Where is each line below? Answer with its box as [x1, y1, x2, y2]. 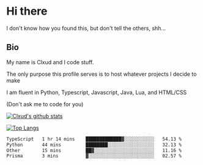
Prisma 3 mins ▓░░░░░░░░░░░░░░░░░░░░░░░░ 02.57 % [6, 153, 182, 159]
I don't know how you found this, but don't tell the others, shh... [6, 24, 166, 32]
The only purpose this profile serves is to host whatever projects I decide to [6, 70, 197, 78]
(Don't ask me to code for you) [6, 100, 84, 108]
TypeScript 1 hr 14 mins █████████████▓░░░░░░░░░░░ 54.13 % [6, 136, 182, 142]
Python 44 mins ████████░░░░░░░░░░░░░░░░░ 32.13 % [6, 142, 182, 148]
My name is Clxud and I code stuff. [6, 58, 94, 65]
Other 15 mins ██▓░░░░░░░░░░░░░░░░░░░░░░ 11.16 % [6, 147, 182, 153]
